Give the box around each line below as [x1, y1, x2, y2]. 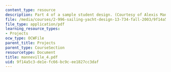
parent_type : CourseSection [5, 45, 65, 50]
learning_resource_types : [5, 26, 60, 31]
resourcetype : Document [5, 50, 56, 55]
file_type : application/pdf [5, 21, 65, 27]
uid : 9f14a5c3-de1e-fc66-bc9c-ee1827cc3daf [5, 59, 99, 64]
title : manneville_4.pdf [5, 54, 58, 60]
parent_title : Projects [5, 41, 56, 46]
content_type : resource [5, 7, 56, 13]
